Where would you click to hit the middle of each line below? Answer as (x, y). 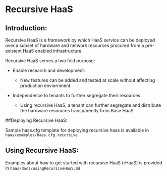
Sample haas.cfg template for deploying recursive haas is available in (77, 130)
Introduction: (26, 28)
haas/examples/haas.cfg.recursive (42, 135)
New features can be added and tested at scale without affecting (88, 80)
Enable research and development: (49, 70)
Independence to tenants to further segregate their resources (76, 95)
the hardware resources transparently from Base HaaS (77, 111)
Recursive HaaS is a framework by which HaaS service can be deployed (80, 40)
